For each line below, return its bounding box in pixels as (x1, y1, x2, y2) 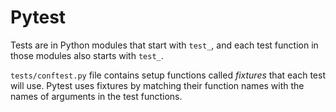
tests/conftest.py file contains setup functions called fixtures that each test (10, 69, 326, 81)
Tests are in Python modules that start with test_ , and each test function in (10, 39, 319, 51)
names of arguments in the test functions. (10, 90, 183, 102)
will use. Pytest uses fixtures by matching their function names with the (10, 79, 305, 91)
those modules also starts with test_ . (10, 49, 164, 61)
